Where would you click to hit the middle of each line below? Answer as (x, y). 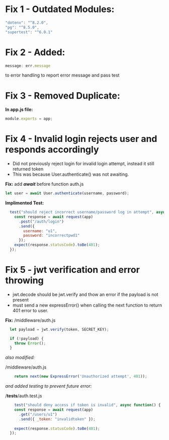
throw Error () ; (30, 343)
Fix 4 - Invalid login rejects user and (81, 139)
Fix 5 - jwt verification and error (72, 270)
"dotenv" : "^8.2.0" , (27, 23)
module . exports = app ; (29, 119)
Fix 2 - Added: (35, 52)
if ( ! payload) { (27, 338)
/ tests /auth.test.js (24, 396)
